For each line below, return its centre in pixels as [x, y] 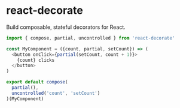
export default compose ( [37, 82]
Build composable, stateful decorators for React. [66, 27]
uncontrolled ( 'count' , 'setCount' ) [56, 93]
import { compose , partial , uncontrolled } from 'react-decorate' [91, 38]
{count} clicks [36, 60]
